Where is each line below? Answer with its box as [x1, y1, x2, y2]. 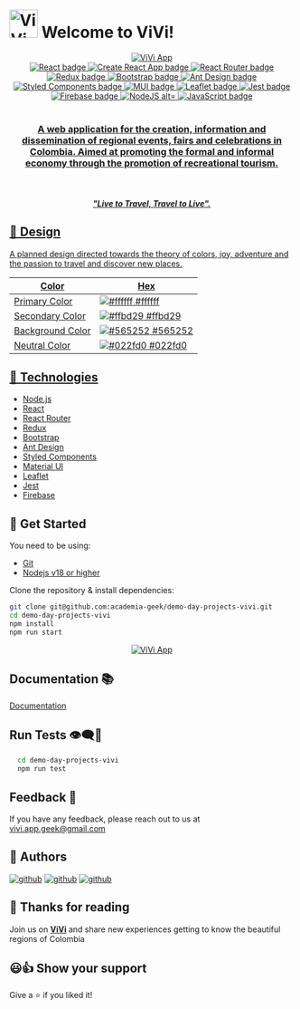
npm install [9, 620, 54, 629]
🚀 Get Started [9, 516, 87, 532]
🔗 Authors [9, 850, 68, 865]
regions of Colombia [9, 933, 86, 944]
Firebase [22, 490, 56, 501]
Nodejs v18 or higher [22, 567, 100, 579]
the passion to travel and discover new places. [9, 258, 183, 269]
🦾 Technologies [9, 370, 98, 385]
